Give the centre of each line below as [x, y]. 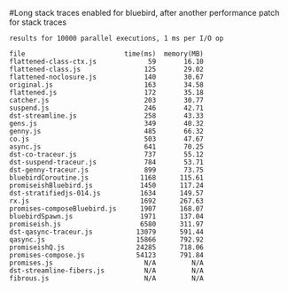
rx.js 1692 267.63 [106, 201]
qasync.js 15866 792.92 [106, 240]
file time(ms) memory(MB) [106, 54]
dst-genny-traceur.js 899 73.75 [106, 170]
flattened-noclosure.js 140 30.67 [106, 77]
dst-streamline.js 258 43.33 [106, 116]
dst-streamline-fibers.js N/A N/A [106, 271]
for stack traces [38, 22]
